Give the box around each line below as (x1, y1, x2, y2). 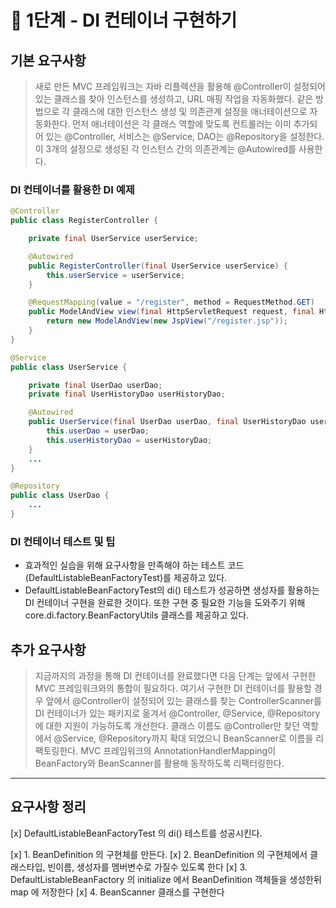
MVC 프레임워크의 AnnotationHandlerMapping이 (80, 745, 277, 757)
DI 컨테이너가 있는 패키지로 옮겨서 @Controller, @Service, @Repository (34, 707, 321, 720)
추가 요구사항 (10, 641, 87, 658)
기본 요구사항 (10, 52, 87, 69)
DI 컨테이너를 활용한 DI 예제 (10, 182, 135, 196)
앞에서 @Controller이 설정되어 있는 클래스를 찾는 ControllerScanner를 (45, 695, 322, 707)
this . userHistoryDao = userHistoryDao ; (46, 435, 213, 445)
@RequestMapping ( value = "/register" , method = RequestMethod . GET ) (28, 297, 315, 308)
